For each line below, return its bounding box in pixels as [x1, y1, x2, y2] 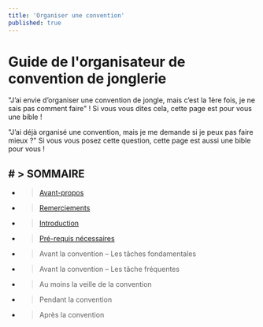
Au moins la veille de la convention [39, 280, 152, 289]
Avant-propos [39, 188, 84, 198]
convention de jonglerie [8, 69, 167, 87]
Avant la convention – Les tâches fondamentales [39, 249, 197, 258]
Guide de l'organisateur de [8, 53, 186, 71]
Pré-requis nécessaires [39, 234, 116, 243]
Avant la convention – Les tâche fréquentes [39, 265, 180, 274]
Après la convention [39, 310, 105, 320]
